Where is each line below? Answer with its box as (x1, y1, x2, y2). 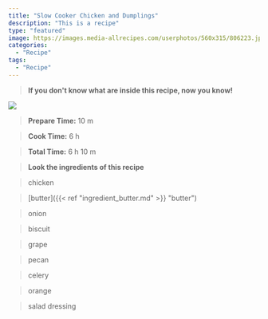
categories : (8, 41, 48, 49)
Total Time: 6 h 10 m (27, 147, 97, 156)
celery (27, 270, 49, 280)
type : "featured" (8, 26, 66, 34)
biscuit (27, 224, 50, 234)
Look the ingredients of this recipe (27, 162, 144, 171)
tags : (8, 57, 26, 65)
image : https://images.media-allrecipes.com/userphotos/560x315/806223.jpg (8, 33, 266, 42)
